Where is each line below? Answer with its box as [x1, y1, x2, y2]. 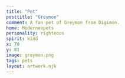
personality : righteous [6, 30, 65, 36]
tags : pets [6, 57, 33, 63]
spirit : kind [6, 36, 38, 42]
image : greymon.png [6, 52, 54, 58]
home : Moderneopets [6, 25, 54, 31]
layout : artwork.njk [6, 63, 57, 69]
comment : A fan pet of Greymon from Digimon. [6, 19, 120, 25]
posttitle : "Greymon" [6, 14, 60, 20]
